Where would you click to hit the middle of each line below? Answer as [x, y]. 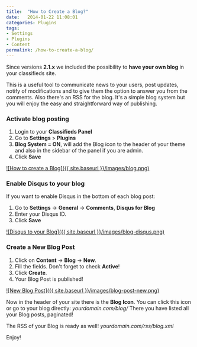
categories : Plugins [32, 22]
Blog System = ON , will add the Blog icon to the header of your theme [100, 144]
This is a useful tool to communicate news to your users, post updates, [92, 85]
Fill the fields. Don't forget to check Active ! [67, 266]
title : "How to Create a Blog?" [47, 12]
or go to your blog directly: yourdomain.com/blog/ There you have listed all [98, 308]
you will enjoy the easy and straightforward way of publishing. [82, 103]
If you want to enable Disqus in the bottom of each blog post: [81, 196]
